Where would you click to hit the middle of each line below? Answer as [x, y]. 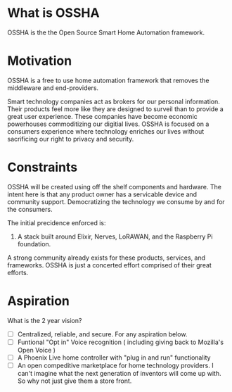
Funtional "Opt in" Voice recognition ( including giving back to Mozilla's [120, 342]
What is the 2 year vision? [45, 320]
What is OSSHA [53, 13]
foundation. [34, 244]
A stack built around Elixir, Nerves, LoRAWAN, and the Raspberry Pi [115, 236]
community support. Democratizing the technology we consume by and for [116, 201]
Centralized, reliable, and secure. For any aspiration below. [102, 334]
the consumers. [30, 209]
